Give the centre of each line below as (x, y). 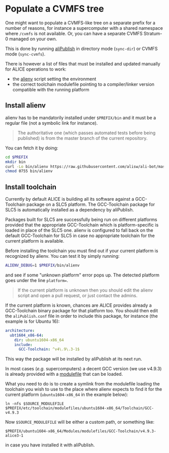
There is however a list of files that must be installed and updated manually (83, 64)
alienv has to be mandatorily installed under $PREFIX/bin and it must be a (81, 118)
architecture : (20, 330)
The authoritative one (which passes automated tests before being (87, 133)
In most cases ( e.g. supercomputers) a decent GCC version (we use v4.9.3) (83, 369)
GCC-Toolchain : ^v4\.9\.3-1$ (49, 349)
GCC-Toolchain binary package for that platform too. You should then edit (82, 310)
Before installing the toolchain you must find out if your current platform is (82, 251)
